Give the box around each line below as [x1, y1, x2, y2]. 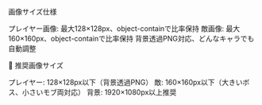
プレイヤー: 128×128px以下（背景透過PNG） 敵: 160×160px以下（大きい [8, 78, 243, 87]
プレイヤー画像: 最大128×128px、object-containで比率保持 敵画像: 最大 [8, 24, 241, 33]
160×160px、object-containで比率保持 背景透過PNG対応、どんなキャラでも [8, 34, 255, 43]
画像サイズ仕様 [8, 7, 57, 16]
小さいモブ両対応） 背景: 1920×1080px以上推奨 [21, 87, 177, 97]
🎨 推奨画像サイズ [8, 60, 64, 70]
